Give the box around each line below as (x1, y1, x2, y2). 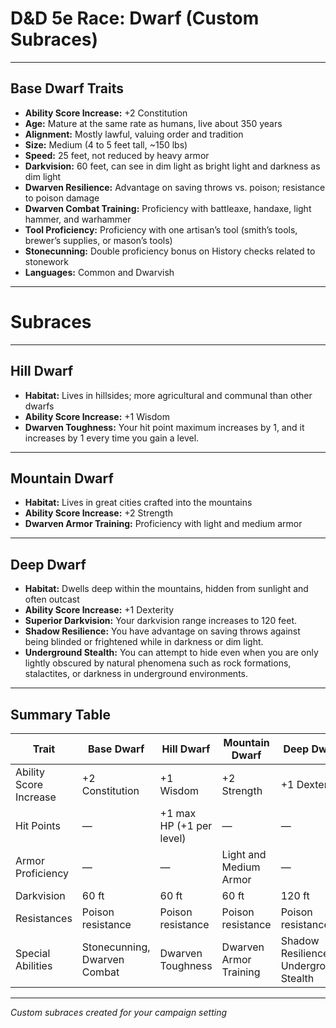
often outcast (24, 593, 80, 606)
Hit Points (15, 818, 61, 832)
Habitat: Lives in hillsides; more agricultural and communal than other (24, 389, 313, 401)
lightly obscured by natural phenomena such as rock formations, (24, 657, 292, 669)
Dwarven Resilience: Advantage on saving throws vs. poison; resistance (24, 181, 326, 193)
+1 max (159, 806, 197, 820)
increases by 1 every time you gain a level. (24, 432, 200, 444)
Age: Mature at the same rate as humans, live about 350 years (24, 117, 283, 129)
